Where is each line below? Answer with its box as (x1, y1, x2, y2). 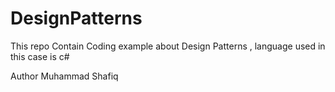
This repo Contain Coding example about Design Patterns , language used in (10, 40, 326, 52)
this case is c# (10, 50, 70, 62)
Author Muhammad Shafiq (10, 70, 119, 82)
